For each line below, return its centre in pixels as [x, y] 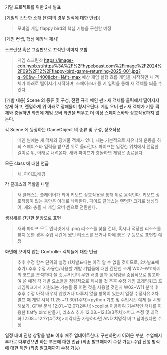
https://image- [59, 60]
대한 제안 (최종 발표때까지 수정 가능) [45, 348]
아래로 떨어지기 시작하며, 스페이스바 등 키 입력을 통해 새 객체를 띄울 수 [94, 83]
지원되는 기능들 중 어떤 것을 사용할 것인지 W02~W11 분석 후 [101, 287]
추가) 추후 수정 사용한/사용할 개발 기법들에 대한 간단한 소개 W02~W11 [85, 268]
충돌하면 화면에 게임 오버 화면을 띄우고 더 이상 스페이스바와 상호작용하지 [84, 113]
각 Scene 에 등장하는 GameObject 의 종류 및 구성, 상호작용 [63, 129]
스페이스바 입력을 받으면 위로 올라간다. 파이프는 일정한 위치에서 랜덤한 [90, 146]
